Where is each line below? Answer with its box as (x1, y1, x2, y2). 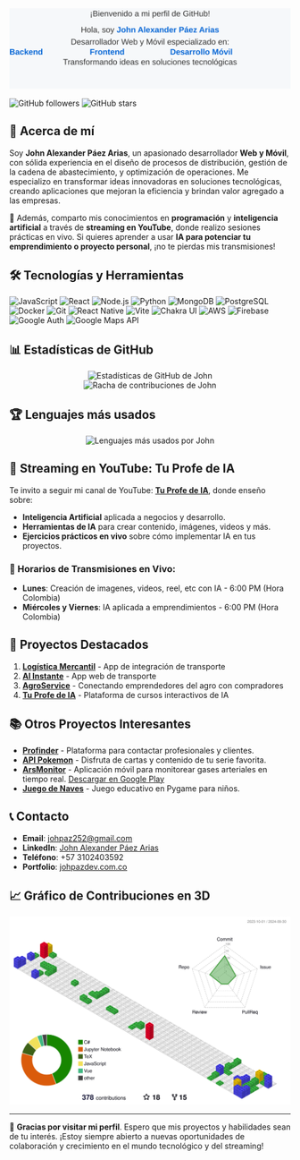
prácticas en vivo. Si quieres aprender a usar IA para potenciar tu (9, 231, 252, 242)
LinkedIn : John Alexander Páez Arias (21, 842, 159, 853)
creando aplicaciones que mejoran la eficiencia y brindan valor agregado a (9, 185, 285, 196)
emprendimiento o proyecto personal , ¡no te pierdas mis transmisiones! (9, 241, 276, 252)
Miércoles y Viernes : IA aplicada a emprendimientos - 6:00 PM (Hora (21, 602, 279, 613)
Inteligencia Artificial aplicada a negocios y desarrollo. (21, 511, 226, 522)
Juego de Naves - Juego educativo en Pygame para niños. (21, 782, 240, 794)
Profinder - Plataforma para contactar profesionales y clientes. (21, 745, 254, 755)
